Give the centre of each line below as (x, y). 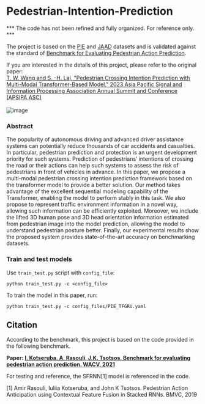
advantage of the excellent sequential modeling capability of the (87, 191)
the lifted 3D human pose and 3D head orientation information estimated (98, 218)
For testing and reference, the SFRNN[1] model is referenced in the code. (99, 376)
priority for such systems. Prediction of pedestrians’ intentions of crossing (100, 159)
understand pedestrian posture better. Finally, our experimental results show (102, 230)
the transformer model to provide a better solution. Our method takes (93, 185)
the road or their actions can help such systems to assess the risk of (92, 166)
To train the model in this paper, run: (52, 295)
